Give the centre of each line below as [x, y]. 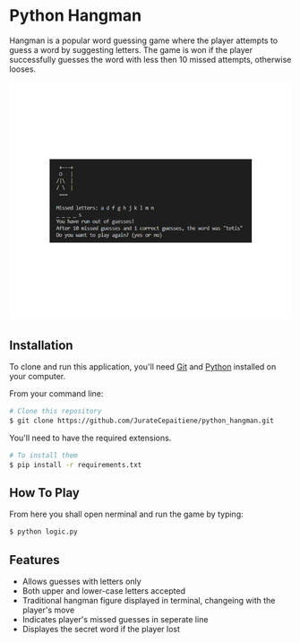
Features [34, 560]
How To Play [45, 493]
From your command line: [56, 393]
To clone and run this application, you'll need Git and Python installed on [143, 366]
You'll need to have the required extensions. [90, 438]
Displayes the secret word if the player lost [101, 629]
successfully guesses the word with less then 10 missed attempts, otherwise [150, 59]
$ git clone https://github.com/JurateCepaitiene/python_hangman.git [142, 421]
